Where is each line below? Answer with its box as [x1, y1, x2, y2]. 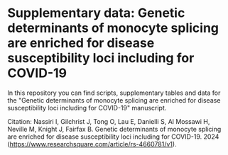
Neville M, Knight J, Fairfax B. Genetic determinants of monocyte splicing [7, 125, 222, 133]
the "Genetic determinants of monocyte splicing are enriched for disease [7, 96, 221, 104]
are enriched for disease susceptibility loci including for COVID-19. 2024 [7, 132, 219, 141]
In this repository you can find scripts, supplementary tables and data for [7, 88, 221, 97]
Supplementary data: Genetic [7, 5, 185, 21]
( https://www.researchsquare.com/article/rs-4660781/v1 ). [7, 139, 177, 148]
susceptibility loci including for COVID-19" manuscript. [7, 103, 167, 112]
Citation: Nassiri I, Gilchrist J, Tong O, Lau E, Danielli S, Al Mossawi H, [7, 117, 210, 125]
